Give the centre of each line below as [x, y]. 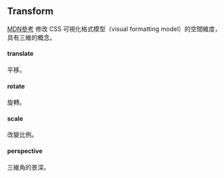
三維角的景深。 [28, 167]
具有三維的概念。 [31, 37]
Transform [30, 11]
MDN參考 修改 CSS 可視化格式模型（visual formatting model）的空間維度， [114, 29]
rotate [16, 86]
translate [20, 54]
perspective [25, 151]
